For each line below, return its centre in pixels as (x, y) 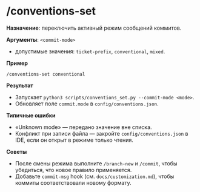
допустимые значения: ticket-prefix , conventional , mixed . (90, 51)
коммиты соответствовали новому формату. (73, 182)
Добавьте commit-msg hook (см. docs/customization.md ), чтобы (95, 176)
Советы (17, 151)
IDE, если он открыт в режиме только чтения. (74, 140)
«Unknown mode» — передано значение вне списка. (84, 127)
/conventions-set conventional (46, 74)
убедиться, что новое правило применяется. (73, 170)
